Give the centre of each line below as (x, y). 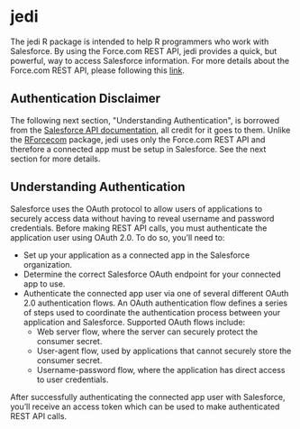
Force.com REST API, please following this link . (98, 70)
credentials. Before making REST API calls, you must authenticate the (139, 228)
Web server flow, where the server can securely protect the (147, 332)
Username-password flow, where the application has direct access (161, 370)
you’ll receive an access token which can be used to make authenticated (145, 406)
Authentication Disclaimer (86, 99)
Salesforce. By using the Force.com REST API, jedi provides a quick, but (144, 50)
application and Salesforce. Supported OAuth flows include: (134, 322)
